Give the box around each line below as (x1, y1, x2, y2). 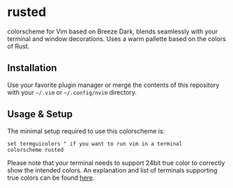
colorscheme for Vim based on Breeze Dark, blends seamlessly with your (7, 27, 218, 36)
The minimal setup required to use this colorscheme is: (7, 127, 165, 135)
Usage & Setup (7, 109, 73, 120)
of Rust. (7, 42, 30, 50)
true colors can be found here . (7, 173, 95, 182)
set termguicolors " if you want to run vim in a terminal (7, 140, 183, 147)
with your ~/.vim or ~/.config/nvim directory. (7, 88, 137, 96)
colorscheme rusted (7, 146, 64, 153)
